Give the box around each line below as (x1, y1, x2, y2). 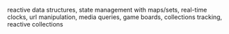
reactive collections (7, 20, 64, 28)
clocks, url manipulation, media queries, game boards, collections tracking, (7, 13, 223, 21)
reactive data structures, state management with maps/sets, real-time (7, 6, 207, 14)
